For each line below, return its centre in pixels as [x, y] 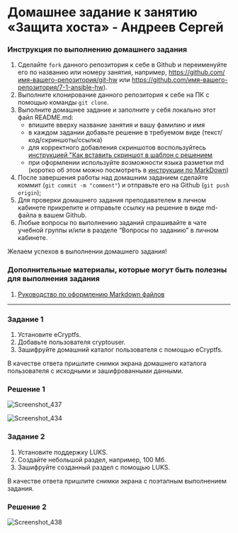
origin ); [29, 193]
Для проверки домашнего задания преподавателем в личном [112, 200]
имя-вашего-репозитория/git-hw [68, 80]
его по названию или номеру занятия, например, [92, 72]
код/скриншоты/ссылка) [65, 140]
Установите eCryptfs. [49, 335]
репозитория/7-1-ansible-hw [61, 87]
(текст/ [212, 132]
